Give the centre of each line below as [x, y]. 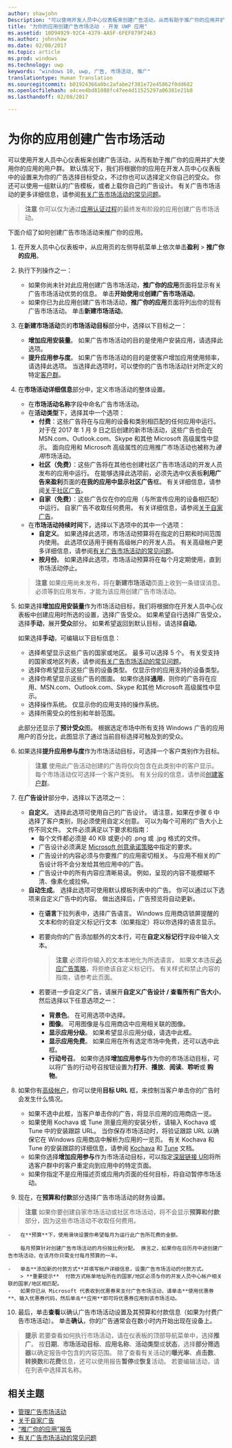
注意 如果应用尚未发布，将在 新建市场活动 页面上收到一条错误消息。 [129, 582]
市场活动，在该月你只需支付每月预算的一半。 [67, 1255]
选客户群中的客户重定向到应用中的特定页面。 [92, 1165]
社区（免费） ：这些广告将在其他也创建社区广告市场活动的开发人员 [130, 464]
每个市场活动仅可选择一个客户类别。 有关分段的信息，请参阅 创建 [126, 774]
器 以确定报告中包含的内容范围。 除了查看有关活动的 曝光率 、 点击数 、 [122, 1352]
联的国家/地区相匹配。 [35, 1284]
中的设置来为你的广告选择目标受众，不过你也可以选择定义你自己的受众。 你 [114, 177]
